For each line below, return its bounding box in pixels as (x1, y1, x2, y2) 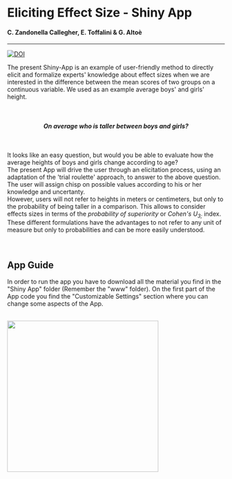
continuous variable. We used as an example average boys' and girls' (7, 85, 205, 94)
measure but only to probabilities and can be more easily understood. (7, 226, 205, 234)
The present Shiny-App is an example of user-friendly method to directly (7, 64, 214, 72)
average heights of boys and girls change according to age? (7, 158, 178, 167)
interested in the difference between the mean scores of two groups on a (7, 78, 215, 86)
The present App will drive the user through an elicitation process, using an (7, 165, 221, 173)
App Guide (7, 259, 54, 271)
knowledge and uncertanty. (7, 187, 86, 196)
